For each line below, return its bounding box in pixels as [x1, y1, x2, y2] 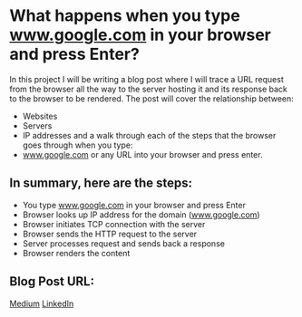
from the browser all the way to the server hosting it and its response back [9, 83, 288, 94]
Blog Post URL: [9, 274, 95, 290]
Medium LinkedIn [9, 298, 74, 309]
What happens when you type [9, 5, 240, 26]
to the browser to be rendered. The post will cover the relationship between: [9, 92, 295, 104]
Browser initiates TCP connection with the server [22, 218, 206, 229]
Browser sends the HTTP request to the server [22, 228, 198, 239]
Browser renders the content [22, 247, 131, 258]
